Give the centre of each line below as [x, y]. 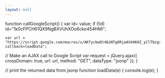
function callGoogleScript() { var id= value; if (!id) [55, 24]
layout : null [18, 10]
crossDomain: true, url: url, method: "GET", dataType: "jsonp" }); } [71, 61]
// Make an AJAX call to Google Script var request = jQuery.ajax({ [71, 55]
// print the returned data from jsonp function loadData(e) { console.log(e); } [82, 70]
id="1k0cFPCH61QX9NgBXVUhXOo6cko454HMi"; [56, 29]
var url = [15, 38]
